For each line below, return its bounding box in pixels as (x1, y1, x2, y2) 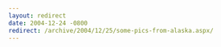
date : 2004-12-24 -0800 (8, 19, 88, 27)
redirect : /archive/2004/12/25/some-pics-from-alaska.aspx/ (8, 26, 215, 34)
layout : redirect (8, 11, 67, 20)
